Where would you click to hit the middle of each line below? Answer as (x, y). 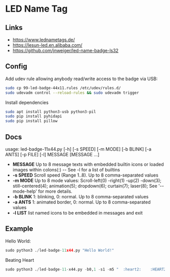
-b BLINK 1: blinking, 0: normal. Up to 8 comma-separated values (80, 197)
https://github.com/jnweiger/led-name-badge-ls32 (66, 50)
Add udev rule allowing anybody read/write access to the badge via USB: (81, 79)
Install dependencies (27, 102)
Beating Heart (20, 260)
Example (19, 229)
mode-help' (25, 191)
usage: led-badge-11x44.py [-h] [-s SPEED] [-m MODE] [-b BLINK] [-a (78, 149)
